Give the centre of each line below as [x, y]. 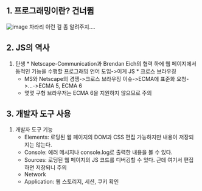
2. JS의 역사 [28, 48]
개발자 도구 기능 [34, 130]
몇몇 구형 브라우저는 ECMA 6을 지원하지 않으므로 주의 [88, 92]
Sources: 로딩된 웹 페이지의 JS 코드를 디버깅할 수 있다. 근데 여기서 [103, 160]
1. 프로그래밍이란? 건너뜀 [50, 11]
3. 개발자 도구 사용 [39, 114]
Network [35, 175]
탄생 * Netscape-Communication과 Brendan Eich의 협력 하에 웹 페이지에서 [106, 63]
